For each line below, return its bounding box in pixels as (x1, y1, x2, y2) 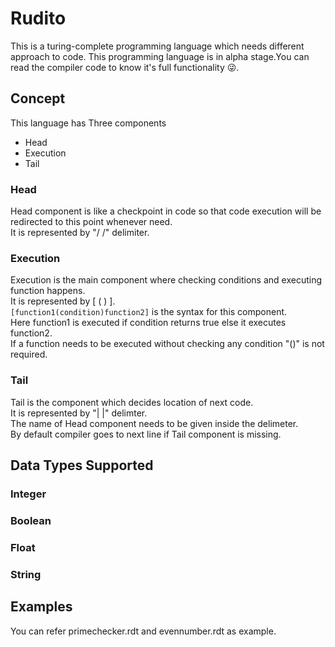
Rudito (10, 7, 67, 30)
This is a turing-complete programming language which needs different (10, 40, 305, 52)
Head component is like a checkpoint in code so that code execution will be (10, 205, 322, 217)
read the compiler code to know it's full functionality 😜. (10, 61, 240, 73)
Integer (10, 487, 47, 501)
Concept (10, 90, 66, 107)
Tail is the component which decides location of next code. (10, 396, 254, 408)
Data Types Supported (10, 457, 154, 474)
